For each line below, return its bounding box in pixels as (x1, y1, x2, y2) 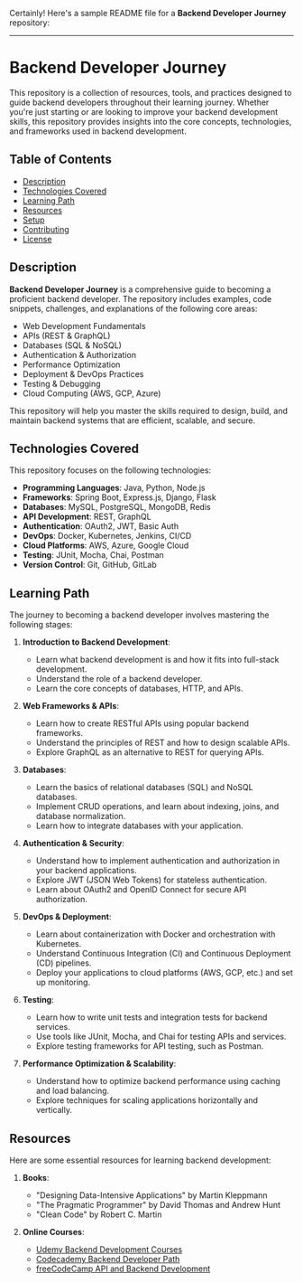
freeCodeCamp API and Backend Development (35, 1263, 211, 1274)
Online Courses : (22, 1227, 85, 1237)
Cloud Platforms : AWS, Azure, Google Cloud (22, 540, 189, 551)
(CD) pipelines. (35, 958, 92, 968)
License (22, 233, 52, 244)
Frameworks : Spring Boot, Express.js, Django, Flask (22, 492, 216, 503)
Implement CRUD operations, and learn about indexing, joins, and (35, 801, 280, 812)
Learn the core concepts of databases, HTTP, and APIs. (35, 683, 243, 694)
